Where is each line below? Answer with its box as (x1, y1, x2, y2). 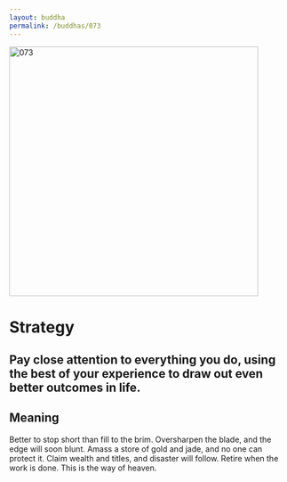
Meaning (9, 411, 60, 426)
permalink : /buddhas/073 (9, 21, 101, 30)
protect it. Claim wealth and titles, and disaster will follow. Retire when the (9, 453, 279, 463)
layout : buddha (9, 12, 66, 22)
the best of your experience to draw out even (9, 366, 264, 381)
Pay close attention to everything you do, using (9, 353, 276, 368)
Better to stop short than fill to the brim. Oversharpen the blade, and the (9, 434, 272, 445)
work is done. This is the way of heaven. (9, 462, 157, 473)
